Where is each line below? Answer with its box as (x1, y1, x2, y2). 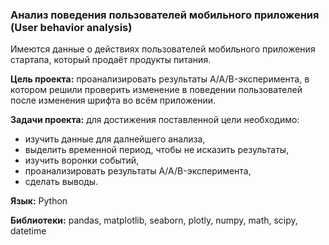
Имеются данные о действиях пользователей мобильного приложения (10, 43, 316, 55)
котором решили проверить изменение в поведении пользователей (10, 84, 303, 96)
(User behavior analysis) (10, 20, 133, 34)
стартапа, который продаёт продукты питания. (10, 54, 212, 66)
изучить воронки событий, (24, 154, 140, 167)
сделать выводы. (24, 176, 99, 188)
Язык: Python (10, 195, 68, 207)
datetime (10, 225, 47, 237)
